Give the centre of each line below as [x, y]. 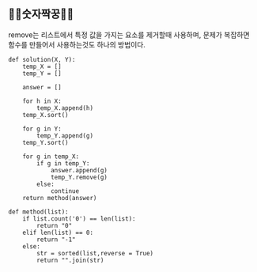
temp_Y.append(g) [65, 136]
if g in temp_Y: [63, 163]
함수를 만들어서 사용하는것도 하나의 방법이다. [77, 44]
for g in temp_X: [51, 157]
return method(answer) [60, 198]
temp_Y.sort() [45, 142]
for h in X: [42, 101]
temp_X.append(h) [65, 108]
